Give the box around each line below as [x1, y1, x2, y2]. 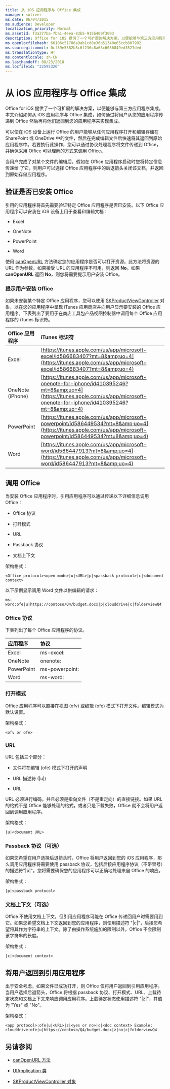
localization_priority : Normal [5, 26, 71, 31]
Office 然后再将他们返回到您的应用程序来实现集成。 [15, 118, 122, 124]
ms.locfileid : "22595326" [5, 64, 60, 69]
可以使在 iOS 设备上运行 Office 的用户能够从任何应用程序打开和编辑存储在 [5, 129, 159, 135]
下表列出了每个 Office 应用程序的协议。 [5, 627, 87, 633]
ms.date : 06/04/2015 [5, 17, 49, 22]
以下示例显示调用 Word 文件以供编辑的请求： [5, 587, 99, 593]
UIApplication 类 [12, 1068, 47, 1074]
